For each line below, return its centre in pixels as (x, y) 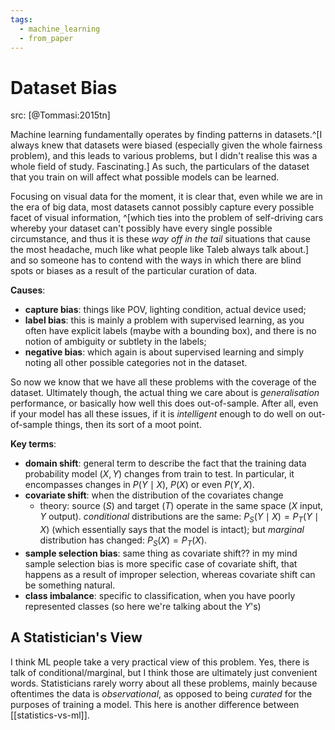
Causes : (28, 290)
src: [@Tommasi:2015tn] (60, 115)
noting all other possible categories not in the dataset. (136, 363)
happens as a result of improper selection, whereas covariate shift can (170, 574)
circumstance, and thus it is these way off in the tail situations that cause (160, 239)
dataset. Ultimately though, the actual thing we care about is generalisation (165, 393)
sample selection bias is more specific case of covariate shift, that (161, 563)
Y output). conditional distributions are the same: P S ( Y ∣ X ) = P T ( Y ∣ (179, 518)
